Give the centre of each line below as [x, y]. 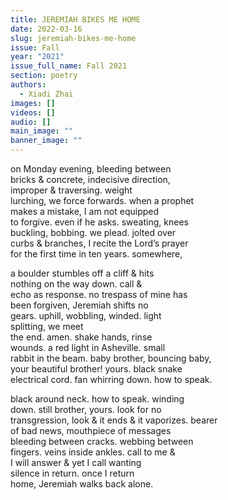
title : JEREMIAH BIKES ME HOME [75, 19]
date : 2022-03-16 [46, 29]
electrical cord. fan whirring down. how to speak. [111, 379]
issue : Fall [35, 47]
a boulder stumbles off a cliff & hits [82, 273]
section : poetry [44, 76]
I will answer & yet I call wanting [76, 462]
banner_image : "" [46, 141]
